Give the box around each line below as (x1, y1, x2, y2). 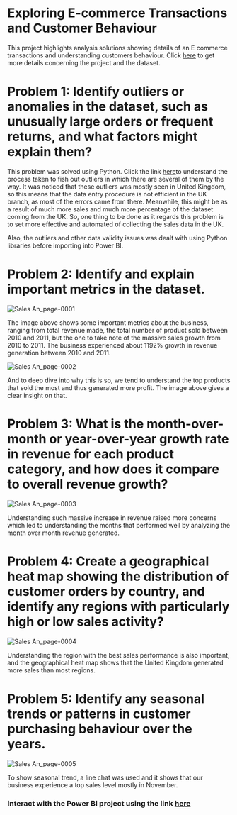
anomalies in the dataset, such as (7, 99, 209, 115)
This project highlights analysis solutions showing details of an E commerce (7, 43, 228, 52)
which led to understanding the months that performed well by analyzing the (7, 521, 231, 529)
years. (7, 736, 46, 752)
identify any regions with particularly (7, 598, 230, 614)
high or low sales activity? (7, 614, 164, 629)
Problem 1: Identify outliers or (7, 84, 185, 100)
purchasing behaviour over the (7, 721, 192, 737)
